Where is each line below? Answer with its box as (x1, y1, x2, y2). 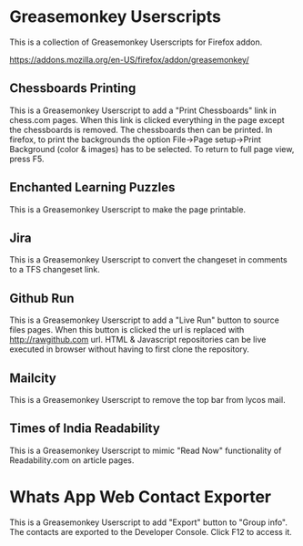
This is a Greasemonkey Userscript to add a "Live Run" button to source (9, 314, 279, 325)
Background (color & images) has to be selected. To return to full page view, (9, 143, 295, 154)
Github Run (9, 290, 75, 306)
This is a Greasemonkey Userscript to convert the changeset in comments (9, 254, 288, 265)
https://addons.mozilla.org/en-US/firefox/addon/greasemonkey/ (9, 54, 249, 65)
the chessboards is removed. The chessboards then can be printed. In (9, 124, 273, 135)
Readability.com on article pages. (9, 454, 135, 466)
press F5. (9, 153, 45, 164)
